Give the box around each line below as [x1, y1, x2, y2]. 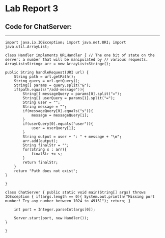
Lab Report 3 [5, 3, 58, 14]
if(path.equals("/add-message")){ [14, 87, 84, 92]
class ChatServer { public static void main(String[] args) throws [5, 190, 146, 195]
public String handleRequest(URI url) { [5, 70, 89, 75]
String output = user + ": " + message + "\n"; [23, 134, 122, 139]
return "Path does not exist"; [14, 168, 78, 173]
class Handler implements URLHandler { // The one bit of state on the [5, 53, 155, 58]
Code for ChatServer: [5, 23, 72, 31]
